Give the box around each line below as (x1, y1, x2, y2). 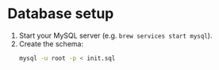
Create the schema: (18, 39, 84, 48)
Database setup (7, 5, 114, 23)
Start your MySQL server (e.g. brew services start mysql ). (18, 31, 213, 40)
